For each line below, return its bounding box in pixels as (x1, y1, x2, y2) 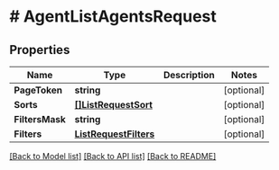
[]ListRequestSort (74, 99, 153, 111)
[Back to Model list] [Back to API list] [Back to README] (9, 151, 217, 161)
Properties (9, 42, 70, 58)
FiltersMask (14, 113, 66, 125)
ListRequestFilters (74, 128, 155, 140)
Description (163, 69, 215, 81)
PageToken (14, 84, 63, 96)
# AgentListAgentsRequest (9, 6, 217, 27)
